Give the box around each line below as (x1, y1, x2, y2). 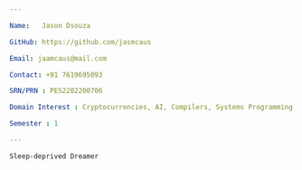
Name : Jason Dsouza (9, 21, 91, 30)
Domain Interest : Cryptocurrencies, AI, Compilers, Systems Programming (9, 103, 294, 112)
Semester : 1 (9, 119, 59, 128)
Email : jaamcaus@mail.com (9, 53, 107, 63)
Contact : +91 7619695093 (9, 70, 103, 80)
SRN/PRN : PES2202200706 (9, 87, 103, 96)
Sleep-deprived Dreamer (9, 151, 99, 161)
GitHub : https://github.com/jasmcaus (9, 37, 152, 46)
